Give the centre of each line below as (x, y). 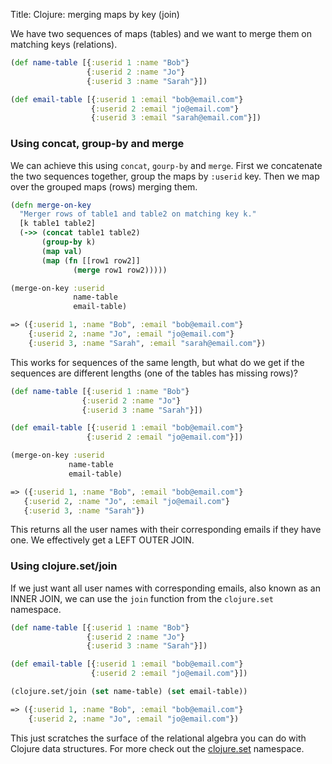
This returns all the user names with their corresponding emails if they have (166, 530)
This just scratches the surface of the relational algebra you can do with (158, 738)
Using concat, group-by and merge (97, 144)
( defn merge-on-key (51, 205)
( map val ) (62, 251)
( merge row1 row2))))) (120, 270)
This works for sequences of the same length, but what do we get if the (157, 362)
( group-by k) (69, 242)
